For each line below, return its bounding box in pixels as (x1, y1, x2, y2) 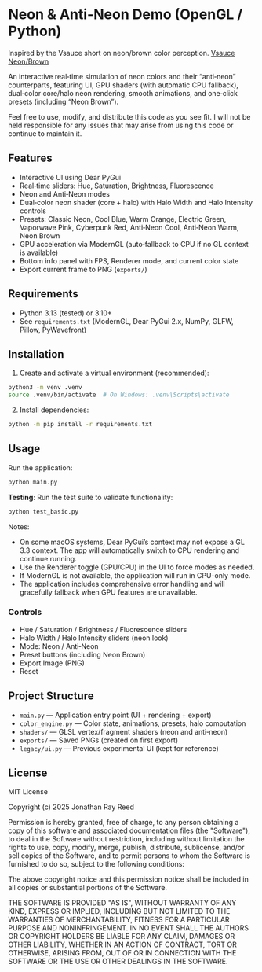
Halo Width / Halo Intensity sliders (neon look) (19, 633, 169, 642)
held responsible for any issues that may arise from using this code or (8, 120, 234, 130)
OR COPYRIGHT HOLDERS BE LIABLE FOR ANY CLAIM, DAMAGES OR (8, 932, 235, 941)
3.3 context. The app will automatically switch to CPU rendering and (19, 545, 240, 555)
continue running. (19, 554, 77, 563)
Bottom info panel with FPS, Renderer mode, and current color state (19, 256, 239, 265)
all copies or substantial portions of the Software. (8, 883, 167, 893)
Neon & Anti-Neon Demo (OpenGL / (8, 6, 243, 24)
